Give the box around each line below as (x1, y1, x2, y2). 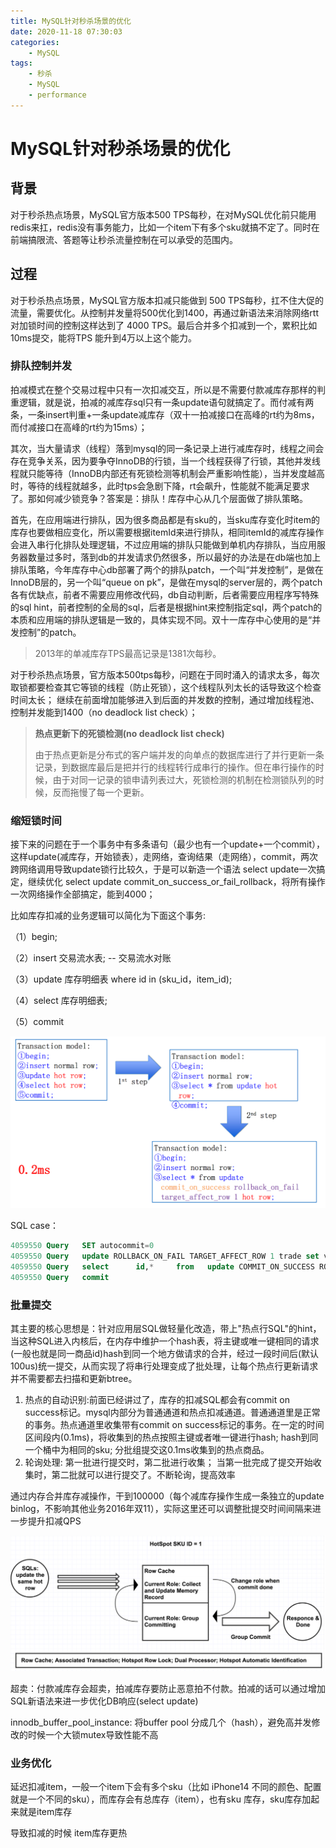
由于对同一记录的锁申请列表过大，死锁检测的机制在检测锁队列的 (52, 773, 316, 785)
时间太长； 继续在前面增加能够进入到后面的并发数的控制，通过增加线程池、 (10, 693, 320, 705)
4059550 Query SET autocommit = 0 (10, 1241, 155, 1251)
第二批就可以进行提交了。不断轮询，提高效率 (51, 1469, 236, 1481)
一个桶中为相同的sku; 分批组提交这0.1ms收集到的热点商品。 (24, 1444, 270, 1456)
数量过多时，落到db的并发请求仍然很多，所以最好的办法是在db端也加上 (27, 551, 322, 563)
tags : (10, 58, 33, 69)
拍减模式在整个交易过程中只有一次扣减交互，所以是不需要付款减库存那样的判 (10, 383, 326, 395)
